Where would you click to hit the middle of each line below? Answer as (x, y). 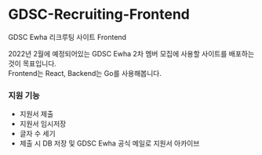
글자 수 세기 (38, 134)
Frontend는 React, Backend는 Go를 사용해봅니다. (85, 73)
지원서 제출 (36, 114)
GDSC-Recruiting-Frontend (99, 14)
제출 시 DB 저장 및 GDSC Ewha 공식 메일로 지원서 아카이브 (109, 143)
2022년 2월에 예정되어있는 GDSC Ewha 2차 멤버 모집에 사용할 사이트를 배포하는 (131, 53)
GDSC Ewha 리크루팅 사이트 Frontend (67, 37)
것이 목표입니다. (33, 63)
